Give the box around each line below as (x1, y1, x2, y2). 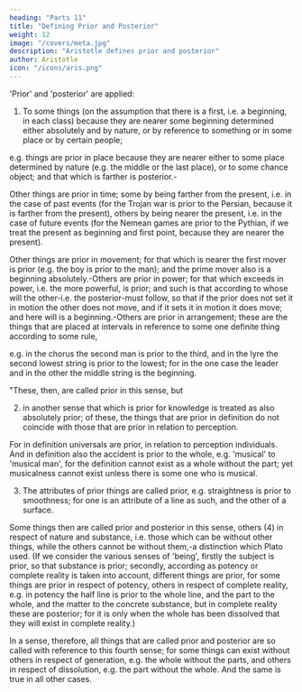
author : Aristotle (9, 55, 78, 64)
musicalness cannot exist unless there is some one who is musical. (9, 467, 259, 478)
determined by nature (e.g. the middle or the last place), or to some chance (9, 161, 288, 172)
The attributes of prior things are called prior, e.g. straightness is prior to (22, 484, 291, 496)
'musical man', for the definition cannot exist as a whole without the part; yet (9, 457, 293, 469)
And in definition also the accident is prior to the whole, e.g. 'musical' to (9, 448, 276, 459)
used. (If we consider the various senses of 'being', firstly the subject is (9, 550, 275, 561)
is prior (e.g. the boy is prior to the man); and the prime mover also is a (9, 263, 272, 274)
